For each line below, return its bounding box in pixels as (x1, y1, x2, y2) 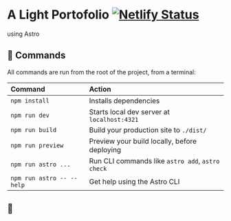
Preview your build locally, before (89, 136, 197, 146)
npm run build (10, 126, 57, 134)
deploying (89, 145, 122, 154)
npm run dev (10, 111, 50, 119)
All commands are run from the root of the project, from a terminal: (7, 67, 196, 76)
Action (89, 84, 111, 94)
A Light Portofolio (7, 7, 110, 23)
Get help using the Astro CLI (89, 176, 180, 186)
